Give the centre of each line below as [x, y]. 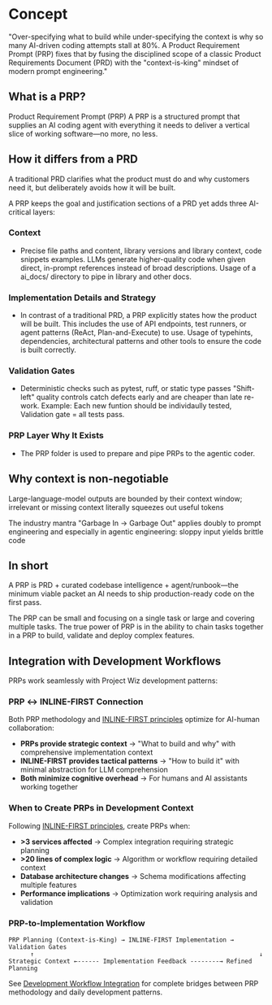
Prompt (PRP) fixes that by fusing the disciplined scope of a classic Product [135, 54]
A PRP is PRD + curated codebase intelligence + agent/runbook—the [124, 585]
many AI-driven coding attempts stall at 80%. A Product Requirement [124, 45]
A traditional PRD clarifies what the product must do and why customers [129, 179]
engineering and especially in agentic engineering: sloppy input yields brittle [136, 531]
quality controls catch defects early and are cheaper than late [139, 397]
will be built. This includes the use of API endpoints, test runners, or [133, 324]
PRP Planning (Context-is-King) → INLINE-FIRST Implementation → [121, 940]
